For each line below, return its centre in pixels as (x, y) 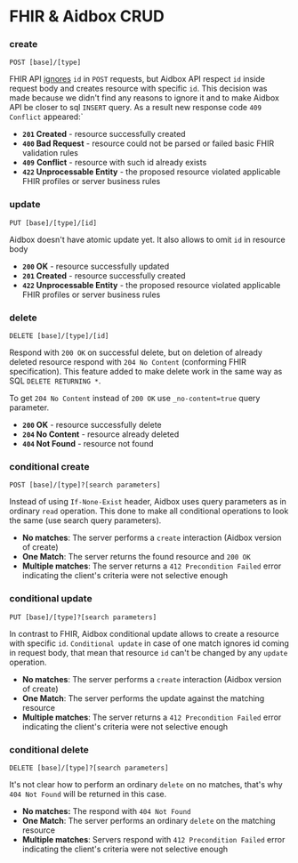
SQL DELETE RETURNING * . (55, 381)
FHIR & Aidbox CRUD (87, 16)
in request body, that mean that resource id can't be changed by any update (149, 652)
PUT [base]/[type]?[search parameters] (83, 617)
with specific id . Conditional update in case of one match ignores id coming (149, 643)
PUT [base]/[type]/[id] (53, 223)
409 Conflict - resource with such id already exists (114, 163)
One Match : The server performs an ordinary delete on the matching (149, 820)
